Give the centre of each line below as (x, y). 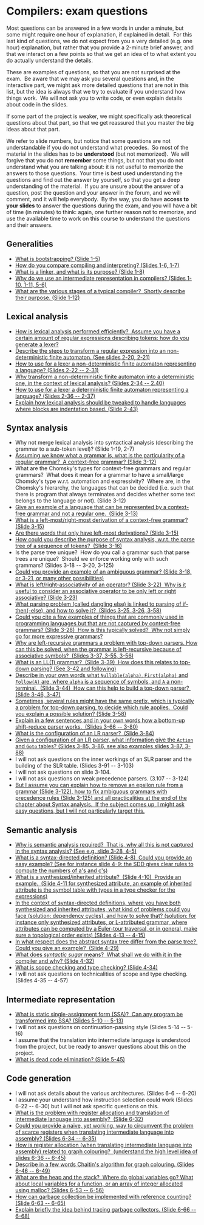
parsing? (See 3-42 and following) (73, 669)
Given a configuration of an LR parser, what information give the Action (104, 740)
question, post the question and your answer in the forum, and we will (93, 192)
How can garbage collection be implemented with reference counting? (103, 1196)
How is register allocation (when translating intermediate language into (104, 1145)
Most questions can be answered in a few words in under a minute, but (95, 28)
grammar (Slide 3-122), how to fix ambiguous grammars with (91, 791)
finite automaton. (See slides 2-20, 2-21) (100, 357)
